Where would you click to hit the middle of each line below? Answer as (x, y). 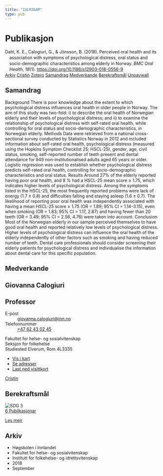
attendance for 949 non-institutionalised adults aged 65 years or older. (76, 159)
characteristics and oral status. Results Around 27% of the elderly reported (81, 175)
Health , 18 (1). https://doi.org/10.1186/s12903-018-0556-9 (66, 70)
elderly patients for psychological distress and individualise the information (81, 248)
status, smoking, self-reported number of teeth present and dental (72, 154)
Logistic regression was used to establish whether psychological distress (79, 165)
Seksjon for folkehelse (28, 344)
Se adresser (24, 364)
